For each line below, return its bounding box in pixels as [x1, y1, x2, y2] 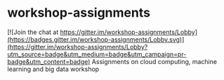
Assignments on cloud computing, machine [91, 57, 218, 65]
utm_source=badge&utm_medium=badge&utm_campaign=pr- [7, 50, 187, 58]
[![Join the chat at [7, 28, 59, 36]
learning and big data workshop [7, 65, 100, 73]
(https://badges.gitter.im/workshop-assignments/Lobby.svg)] [7, 35, 185, 43]
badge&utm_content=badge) [7, 57, 91, 65]
